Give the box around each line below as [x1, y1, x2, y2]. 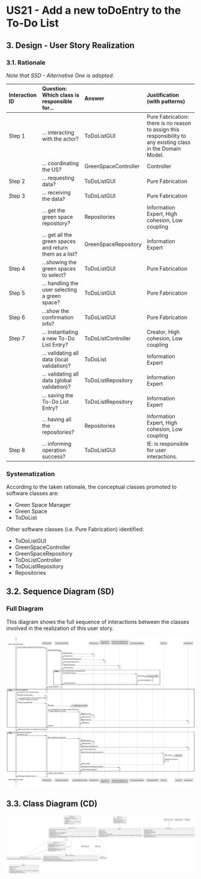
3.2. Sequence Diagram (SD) [6, 586, 115, 597]
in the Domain [146, 145, 181, 152]
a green [42, 292, 61, 300]
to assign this [146, 125, 179, 133]
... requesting [42, 175, 75, 182]
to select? [42, 271, 66, 279]
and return [42, 244, 68, 251]
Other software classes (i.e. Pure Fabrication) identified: [6, 526, 144, 533]
